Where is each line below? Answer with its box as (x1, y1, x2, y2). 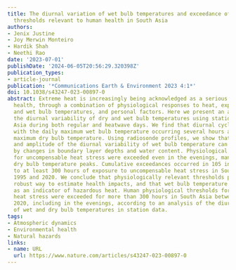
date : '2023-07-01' (7, 56, 65, 63)
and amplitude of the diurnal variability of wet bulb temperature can (13, 141, 228, 148)
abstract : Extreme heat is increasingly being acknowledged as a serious (7, 96, 228, 103)
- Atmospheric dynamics (7, 219, 77, 226)
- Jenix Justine (7, 30, 55, 37)
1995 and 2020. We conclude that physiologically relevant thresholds (13, 174, 225, 181)
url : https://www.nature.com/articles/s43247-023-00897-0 (13, 252, 188, 259)
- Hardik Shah (7, 43, 49, 50)
